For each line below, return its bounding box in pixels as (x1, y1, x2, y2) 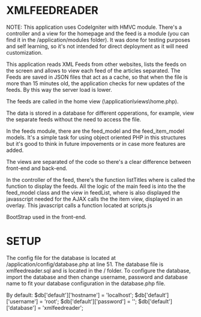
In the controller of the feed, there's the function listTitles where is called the (6, 176, 196, 183)
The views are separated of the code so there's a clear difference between (6, 158, 191, 165)
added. (6, 146, 24, 154)
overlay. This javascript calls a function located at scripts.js (6, 202, 152, 209)
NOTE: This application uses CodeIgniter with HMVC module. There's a (6, 23, 182, 31)
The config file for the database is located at (6, 254, 116, 261)
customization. (6, 49, 43, 56)
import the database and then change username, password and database (6, 273, 188, 280)
